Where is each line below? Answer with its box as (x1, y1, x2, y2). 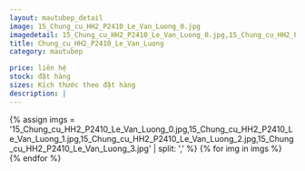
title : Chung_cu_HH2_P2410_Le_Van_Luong (9, 38, 165, 48)
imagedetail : (9, 30, 59, 39)
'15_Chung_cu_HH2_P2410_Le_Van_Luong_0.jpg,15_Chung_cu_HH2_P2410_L (9, 124, 293, 135)
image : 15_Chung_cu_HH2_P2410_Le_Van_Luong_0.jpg (9, 22, 202, 31)
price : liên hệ (9, 64, 67, 73)
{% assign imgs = (9, 114, 75, 125)
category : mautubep (9, 47, 84, 56)
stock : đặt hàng (9, 72, 71, 82)
